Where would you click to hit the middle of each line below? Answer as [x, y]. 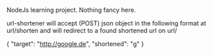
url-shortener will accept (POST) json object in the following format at [106, 23]
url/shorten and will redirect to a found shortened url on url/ [92, 31]
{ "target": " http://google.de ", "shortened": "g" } [75, 44]
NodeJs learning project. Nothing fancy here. [71, 10]
